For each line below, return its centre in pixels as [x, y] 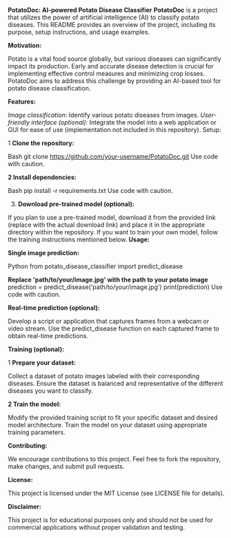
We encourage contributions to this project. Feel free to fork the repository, [114, 459]
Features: [22, 102]
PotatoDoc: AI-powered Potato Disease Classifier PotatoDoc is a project [113, 10]
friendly [19, 122]
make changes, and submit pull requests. [66, 466]
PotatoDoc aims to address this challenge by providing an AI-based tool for [114, 81]
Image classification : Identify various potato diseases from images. [103, 115]
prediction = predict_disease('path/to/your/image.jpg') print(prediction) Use [115, 287]
